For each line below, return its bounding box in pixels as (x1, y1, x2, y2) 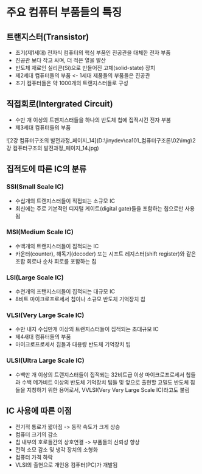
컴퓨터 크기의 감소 (15, 430, 58, 438)
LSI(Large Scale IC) (6, 273, 64, 282)
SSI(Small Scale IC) (6, 183, 64, 191)
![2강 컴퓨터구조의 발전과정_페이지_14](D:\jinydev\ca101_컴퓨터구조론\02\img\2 (6, 136, 196, 144)
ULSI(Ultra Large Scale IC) (6, 357, 85, 365)
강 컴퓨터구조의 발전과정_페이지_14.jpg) (6, 144, 99, 152)
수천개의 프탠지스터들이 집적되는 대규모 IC (15, 288, 116, 295)
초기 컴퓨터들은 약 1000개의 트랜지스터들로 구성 (15, 80, 129, 86)
